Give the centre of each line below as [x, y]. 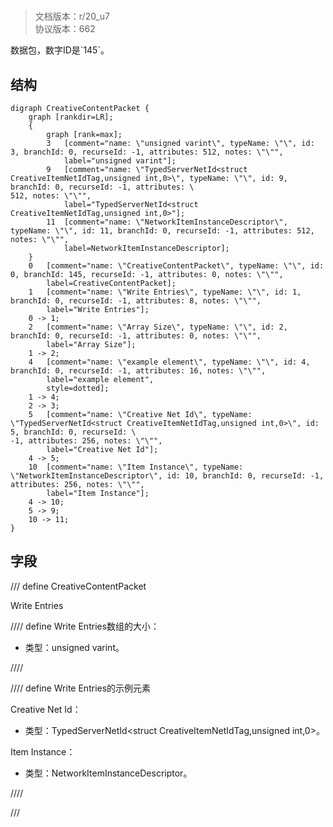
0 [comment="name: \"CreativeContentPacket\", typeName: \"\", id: [176, 266]
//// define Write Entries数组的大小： [85, 626]
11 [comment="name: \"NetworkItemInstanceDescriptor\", [167, 222]
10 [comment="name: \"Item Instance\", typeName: [136, 467]
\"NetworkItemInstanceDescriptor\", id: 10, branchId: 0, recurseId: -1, [167, 476]
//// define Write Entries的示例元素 [81, 688]
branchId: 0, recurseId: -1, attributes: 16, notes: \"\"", [138, 371]
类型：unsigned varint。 [74, 647]
